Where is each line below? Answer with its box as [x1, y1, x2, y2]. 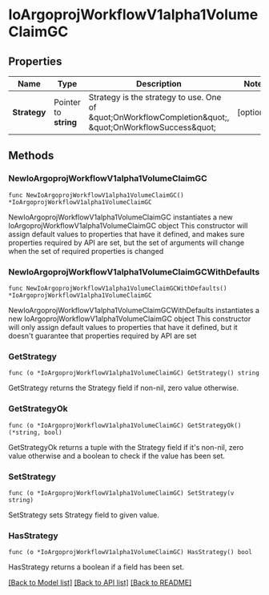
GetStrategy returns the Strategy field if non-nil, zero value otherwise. [8, 383, 239, 393]
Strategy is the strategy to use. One [88, 92, 222, 103]
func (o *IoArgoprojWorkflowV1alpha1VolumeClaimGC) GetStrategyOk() [8, 421, 242, 429]
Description [135, 78, 182, 89]
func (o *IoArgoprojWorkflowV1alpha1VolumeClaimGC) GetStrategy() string [8, 369, 260, 377]
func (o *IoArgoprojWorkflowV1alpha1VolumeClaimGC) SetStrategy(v [8, 488, 235, 497]
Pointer [53, 97, 82, 107]
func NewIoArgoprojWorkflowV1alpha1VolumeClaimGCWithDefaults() [8, 284, 227, 292]
